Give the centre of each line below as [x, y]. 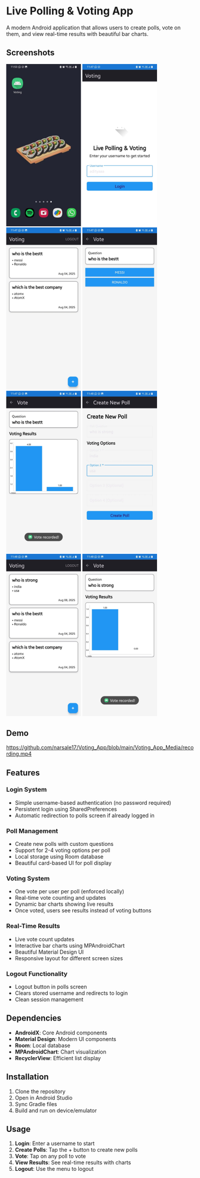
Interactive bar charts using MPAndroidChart [70, 945]
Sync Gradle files [36, 1104]
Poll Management [32, 831]
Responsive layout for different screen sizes [69, 958]
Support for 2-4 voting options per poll [62, 850]
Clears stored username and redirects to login [71, 993]
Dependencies [34, 1018]
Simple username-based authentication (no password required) [93, 802]
